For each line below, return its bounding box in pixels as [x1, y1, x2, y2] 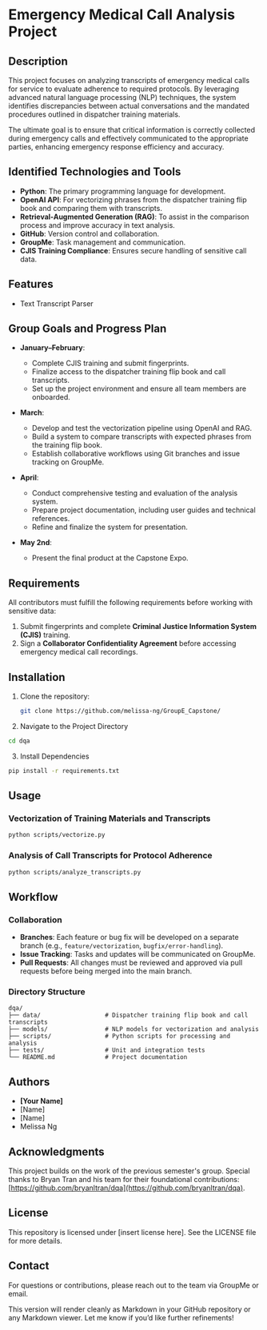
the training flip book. [31, 440, 102, 450]
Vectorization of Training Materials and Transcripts [8, 813, 211, 824]
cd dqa [8, 737, 30, 745]
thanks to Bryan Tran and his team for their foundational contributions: [8, 1175, 240, 1185]
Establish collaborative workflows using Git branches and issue [31, 449, 241, 459]
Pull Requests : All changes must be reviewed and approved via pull [19, 958, 243, 968]
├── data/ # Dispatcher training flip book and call [8, 1011, 249, 1020]
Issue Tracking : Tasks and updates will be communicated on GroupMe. [19, 950, 256, 959]
